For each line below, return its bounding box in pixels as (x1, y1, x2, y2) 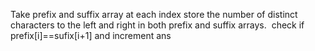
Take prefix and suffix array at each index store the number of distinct (10, 9, 298, 20)
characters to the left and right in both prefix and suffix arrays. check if (10, 19, 305, 31)
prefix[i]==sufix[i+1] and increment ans (10, 30, 172, 41)
